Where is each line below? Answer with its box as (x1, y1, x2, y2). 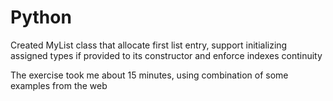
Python (10, 6, 72, 29)
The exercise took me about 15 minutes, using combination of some (10, 69, 289, 81)
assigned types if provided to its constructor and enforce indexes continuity (10, 49, 323, 61)
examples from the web (10, 79, 108, 91)
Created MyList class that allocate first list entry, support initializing (10, 39, 288, 51)
